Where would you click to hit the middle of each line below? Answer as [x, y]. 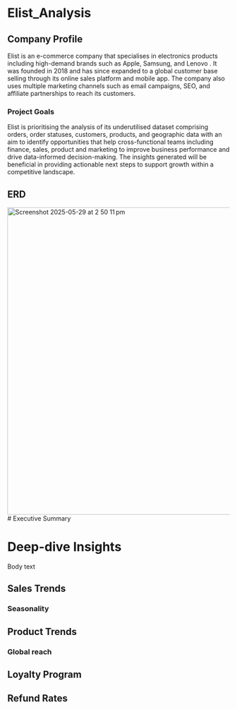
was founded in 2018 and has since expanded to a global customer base [113, 71]
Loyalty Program [45, 675]
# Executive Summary [39, 519]
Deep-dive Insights [65, 547]
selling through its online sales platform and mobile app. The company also [116, 78]
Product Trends [42, 632]
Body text [21, 566]
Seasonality [28, 609]
